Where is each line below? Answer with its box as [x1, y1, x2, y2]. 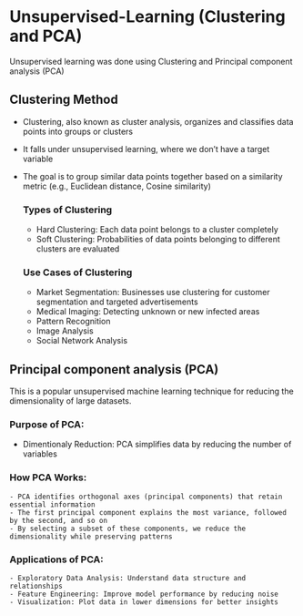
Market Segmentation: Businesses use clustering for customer [35, 287, 270, 298]
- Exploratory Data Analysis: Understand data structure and [9, 574, 247, 583]
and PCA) [9, 26, 83, 46]
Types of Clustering [22, 203, 113, 216]
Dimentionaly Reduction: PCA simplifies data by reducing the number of [22, 439, 292, 450]
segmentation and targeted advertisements [35, 296, 198, 307]
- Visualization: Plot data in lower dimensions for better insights [9, 598, 279, 607]
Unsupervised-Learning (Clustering [9, 6, 286, 27]
